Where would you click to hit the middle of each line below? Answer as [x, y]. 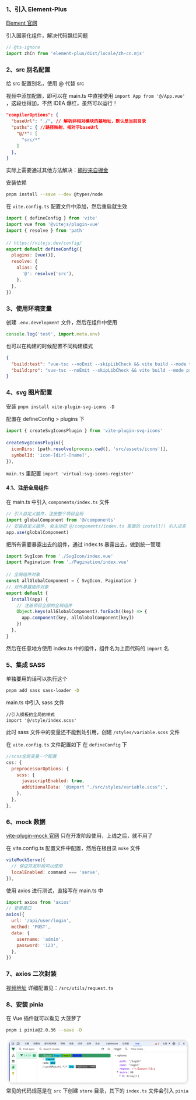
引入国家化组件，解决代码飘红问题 [47, 36]
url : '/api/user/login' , [41, 921]
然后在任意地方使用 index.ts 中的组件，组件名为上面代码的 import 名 [87, 648]
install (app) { [30, 599]
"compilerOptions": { [32, 115]
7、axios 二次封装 [31, 974]
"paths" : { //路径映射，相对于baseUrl [55, 128]
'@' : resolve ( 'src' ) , [48, 274]
